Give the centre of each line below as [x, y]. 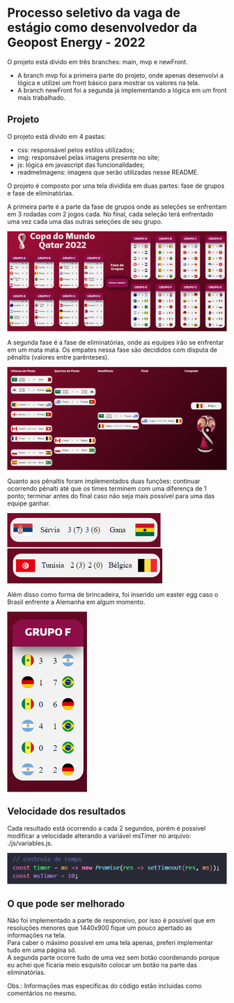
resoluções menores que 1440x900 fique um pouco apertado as [100, 928]
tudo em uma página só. [42, 950]
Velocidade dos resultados [67, 811]
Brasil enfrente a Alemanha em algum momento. [76, 602]
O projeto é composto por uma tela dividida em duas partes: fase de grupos [116, 186]
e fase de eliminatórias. [41, 193]
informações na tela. [37, 935]
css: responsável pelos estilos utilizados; [76, 150]
